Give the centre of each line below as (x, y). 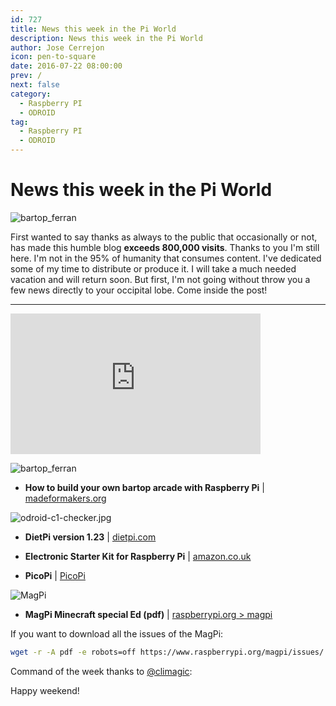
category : (31, 94)
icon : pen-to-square (53, 57)
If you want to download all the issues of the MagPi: (117, 633)
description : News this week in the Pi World (106, 38)
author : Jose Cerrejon (57, 47)
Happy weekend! (45, 690)
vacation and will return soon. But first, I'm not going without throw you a (160, 279)
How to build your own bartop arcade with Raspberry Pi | (144, 487)
